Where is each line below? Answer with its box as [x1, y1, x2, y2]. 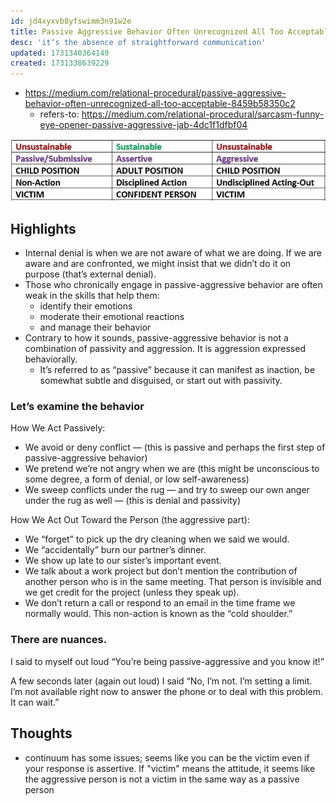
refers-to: [39, 108, 80, 120]
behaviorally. [24, 353, 78, 365]
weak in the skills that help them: [24, 290, 160, 302]
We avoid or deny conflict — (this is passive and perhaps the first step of [24, 441, 326, 454]
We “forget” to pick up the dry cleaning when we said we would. [24, 533, 290, 545]
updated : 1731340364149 [10, 48, 110, 58]
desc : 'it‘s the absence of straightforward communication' [10, 37, 267, 47]
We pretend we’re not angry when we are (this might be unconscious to [24, 463, 320, 475]
